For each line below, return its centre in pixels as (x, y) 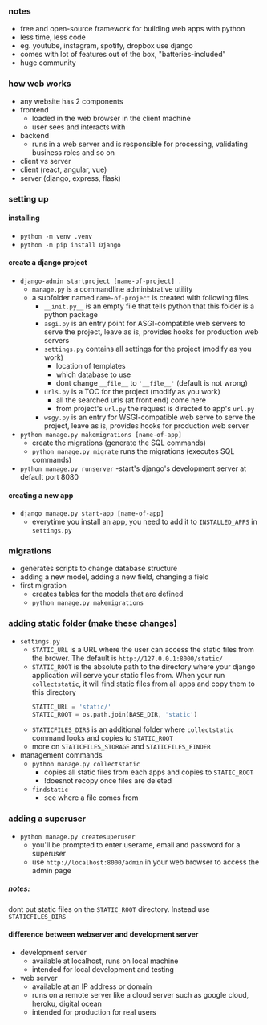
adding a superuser (47, 819)
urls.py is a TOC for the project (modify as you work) (132, 391)
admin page (52, 870)
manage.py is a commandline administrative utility (112, 289)
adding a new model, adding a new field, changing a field (115, 577)
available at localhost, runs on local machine (105, 961)
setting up (29, 198)
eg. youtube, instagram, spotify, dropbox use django (107, 46)
